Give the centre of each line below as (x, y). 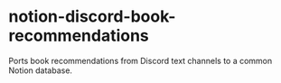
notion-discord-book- (92, 17)
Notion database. (41, 70)
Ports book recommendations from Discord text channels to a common (140, 60)
